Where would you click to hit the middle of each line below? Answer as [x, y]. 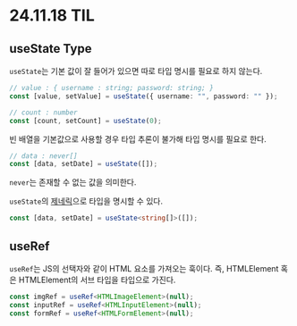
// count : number [43, 113]
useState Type [51, 49]
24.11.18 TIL [52, 16]
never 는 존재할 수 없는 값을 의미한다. [73, 182]
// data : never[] [43, 156]
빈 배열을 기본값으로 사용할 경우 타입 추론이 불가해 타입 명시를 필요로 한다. [138, 138]
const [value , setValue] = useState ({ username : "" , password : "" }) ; [144, 96]
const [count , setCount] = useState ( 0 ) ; [86, 121]
